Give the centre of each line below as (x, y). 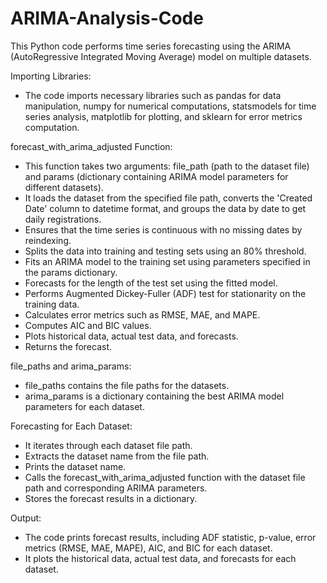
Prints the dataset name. (75, 466)
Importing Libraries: (51, 76)
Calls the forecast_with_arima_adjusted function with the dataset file (165, 477)
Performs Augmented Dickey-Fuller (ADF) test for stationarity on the (165, 293)
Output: (26, 518)
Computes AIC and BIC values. (88, 325)
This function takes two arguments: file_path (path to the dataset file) (167, 166)
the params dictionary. (71, 272)
